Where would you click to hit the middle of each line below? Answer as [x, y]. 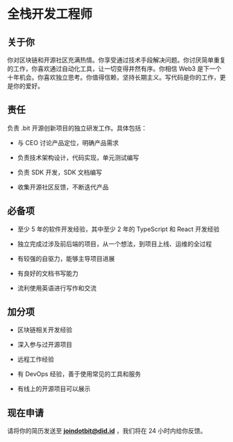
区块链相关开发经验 [45, 330]
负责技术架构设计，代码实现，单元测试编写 [78, 158]
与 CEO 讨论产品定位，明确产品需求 [68, 142]
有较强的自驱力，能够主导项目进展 [66, 258]
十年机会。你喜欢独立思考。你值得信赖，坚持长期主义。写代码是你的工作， [113, 77]
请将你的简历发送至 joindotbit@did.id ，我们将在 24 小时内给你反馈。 [107, 431]
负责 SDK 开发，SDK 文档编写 [60, 172]
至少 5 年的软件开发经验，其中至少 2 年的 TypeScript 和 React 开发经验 [118, 229]
